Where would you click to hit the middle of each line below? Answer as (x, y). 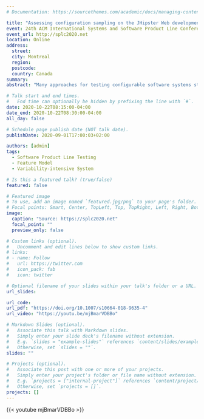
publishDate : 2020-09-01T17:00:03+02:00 (58, 135)
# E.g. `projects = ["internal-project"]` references (78, 381)
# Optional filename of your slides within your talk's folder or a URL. (102, 286)
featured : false (27, 185)
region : (22, 62)
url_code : (19, 302)
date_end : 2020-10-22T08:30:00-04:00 (54, 113)
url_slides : (21, 291)
